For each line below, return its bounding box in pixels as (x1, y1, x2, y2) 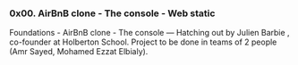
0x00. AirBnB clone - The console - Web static (9, 7, 216, 20)
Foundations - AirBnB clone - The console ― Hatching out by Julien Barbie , (9, 28, 290, 38)
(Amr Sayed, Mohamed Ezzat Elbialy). (9, 46, 149, 57)
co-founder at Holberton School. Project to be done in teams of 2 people (9, 37, 277, 47)
